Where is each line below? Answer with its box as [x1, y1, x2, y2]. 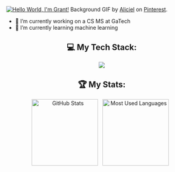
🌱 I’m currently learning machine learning [15, 24, 118, 31]
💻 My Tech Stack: [66, 43, 137, 53]
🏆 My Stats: [78, 80, 126, 90]
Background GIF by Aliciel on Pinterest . [70, 6, 168, 13]
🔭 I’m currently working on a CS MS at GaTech [15, 18, 131, 24]
